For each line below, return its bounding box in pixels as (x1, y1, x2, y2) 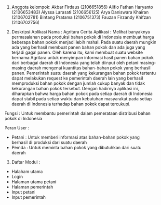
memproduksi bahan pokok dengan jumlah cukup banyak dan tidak (11, 80, 145, 86)
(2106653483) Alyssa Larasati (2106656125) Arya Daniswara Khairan (11, 9, 149, 15)
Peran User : (4, 125, 29, 130)
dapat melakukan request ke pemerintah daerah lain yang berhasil (11, 75, 143, 81)
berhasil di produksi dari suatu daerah (11, 140, 87, 145)
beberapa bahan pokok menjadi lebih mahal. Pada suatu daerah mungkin (11, 39, 157, 45)
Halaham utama (11, 169, 43, 174)
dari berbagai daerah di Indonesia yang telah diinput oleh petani (11, 60, 138, 65)
